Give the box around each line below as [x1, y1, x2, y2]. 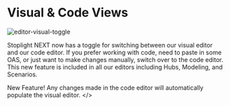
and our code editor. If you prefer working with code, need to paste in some [7, 48, 222, 56]
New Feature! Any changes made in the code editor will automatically [7, 83, 204, 92]
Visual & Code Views [7, 5, 129, 21]
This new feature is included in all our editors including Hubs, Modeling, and [7, 63, 223, 71]
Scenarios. [7, 70, 38, 78]
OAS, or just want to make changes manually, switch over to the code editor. [7, 55, 224, 63]
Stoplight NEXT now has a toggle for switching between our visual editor [7, 41, 213, 49]
